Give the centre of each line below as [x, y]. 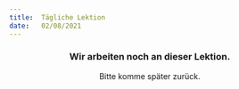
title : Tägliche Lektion [57, 17]
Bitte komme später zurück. [150, 76]
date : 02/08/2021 [45, 26]
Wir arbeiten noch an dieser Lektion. [150, 57]
